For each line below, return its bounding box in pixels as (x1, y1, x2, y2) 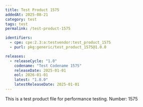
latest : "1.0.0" (14, 77, 49, 82)
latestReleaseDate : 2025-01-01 (14, 82, 80, 87)
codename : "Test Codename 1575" (14, 63, 82, 68)
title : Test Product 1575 (5, 7, 59, 13)
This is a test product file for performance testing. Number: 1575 (5, 95, 138, 101)
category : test (5, 17, 37, 22)
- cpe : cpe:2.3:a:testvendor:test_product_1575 (10, 40, 111, 45)
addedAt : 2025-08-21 (5, 12, 49, 17)
